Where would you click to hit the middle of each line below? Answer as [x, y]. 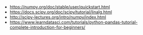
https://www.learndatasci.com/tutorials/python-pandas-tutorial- [74, 22]
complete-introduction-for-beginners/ [48, 27]
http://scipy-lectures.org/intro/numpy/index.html [58, 17]
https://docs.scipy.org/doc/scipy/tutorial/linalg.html [61, 12]
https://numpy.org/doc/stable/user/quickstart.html [60, 7]
